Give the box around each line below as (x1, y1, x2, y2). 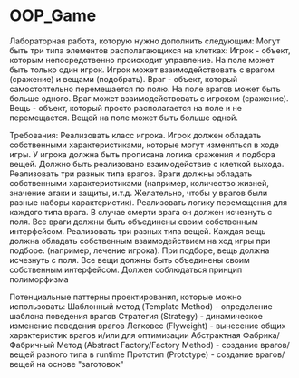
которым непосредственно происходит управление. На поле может (9, 54, 275, 65)
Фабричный (9, 339, 55, 350)
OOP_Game (9, 5, 97, 26)
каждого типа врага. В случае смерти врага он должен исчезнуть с (9, 206, 273, 217)
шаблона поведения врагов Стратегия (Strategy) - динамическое (9, 310, 263, 321)
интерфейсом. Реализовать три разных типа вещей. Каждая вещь (9, 225, 266, 236)
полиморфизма (9, 273, 70, 285)
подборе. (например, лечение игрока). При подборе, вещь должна (9, 245, 270, 256)
